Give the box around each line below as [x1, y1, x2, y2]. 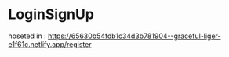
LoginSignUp [8, 5, 94, 23]
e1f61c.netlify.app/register [8, 39, 92, 48]
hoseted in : [8, 31, 46, 41]
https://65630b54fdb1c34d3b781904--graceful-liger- [47, 31, 221, 41]
